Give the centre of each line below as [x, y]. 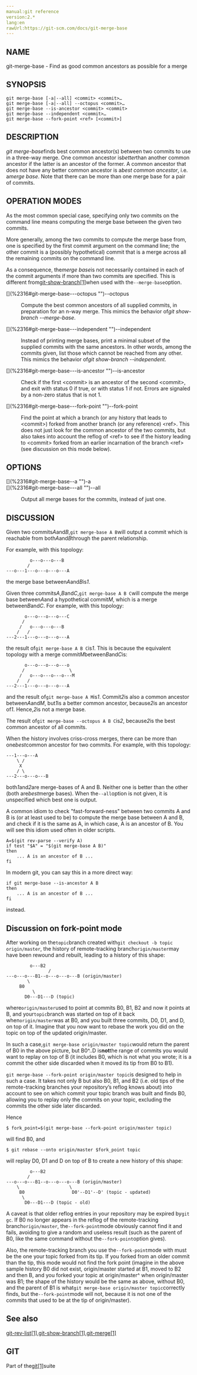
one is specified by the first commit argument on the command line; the [93, 245]
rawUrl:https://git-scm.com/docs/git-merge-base [67, 28]
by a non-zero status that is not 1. [61, 395]
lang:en [16, 22]
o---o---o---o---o [47, 665]
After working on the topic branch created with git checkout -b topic [90, 942]
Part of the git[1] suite [31, 1366]
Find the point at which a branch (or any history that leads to [94, 417]
